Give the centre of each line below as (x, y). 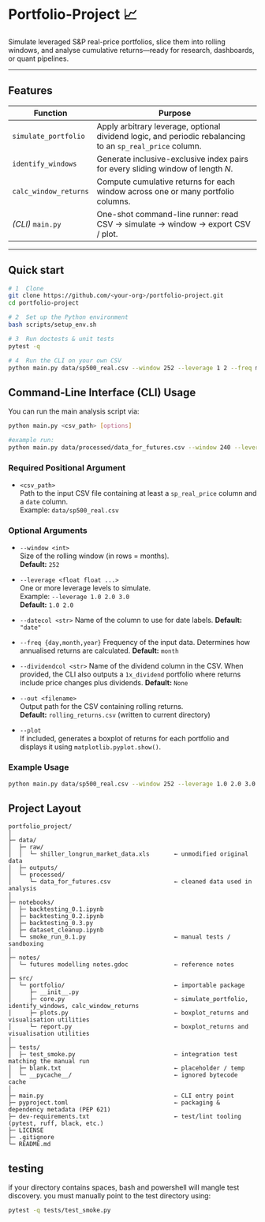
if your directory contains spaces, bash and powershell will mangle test (124, 1187)
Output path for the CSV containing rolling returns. (101, 707)
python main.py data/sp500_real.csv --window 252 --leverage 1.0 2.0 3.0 (132, 784)
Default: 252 (39, 564)
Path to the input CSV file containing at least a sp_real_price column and (138, 493)
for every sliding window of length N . (165, 168)
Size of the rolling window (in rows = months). (94, 556)
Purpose (175, 113)
